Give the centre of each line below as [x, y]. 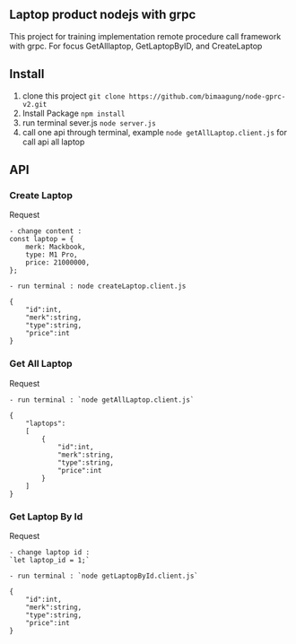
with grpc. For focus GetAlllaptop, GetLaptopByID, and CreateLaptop [136, 46]
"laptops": [46, 423]
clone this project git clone [74, 96]
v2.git [35, 104]
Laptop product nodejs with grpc [103, 15]
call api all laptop [53, 142]
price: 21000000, [58, 263]
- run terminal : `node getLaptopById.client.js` [104, 576]
